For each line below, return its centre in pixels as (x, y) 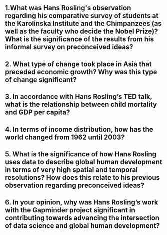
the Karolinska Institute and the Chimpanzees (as (83, 24)
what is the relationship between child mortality (81, 105)
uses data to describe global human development (83, 162)
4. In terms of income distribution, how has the (79, 129)
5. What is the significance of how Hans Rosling (81, 154)
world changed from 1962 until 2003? (65, 137)
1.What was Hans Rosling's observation (68, 8)
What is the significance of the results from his (79, 39)
